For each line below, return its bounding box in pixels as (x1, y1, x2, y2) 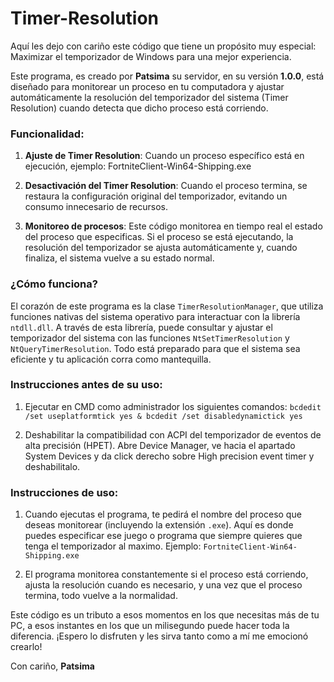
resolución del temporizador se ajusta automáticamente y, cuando (24, 242, 298, 254)
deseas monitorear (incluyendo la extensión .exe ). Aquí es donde (24, 519, 294, 531)
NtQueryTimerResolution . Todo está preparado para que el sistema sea (10, 342, 301, 354)
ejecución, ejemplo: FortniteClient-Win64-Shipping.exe (24, 160, 252, 172)
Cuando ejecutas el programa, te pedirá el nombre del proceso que (24, 508, 302, 521)
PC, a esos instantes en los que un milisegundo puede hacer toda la (10, 620, 290, 632)
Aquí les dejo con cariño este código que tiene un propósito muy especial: (10, 40, 317, 52)
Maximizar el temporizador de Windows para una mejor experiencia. (10, 50, 292, 62)
